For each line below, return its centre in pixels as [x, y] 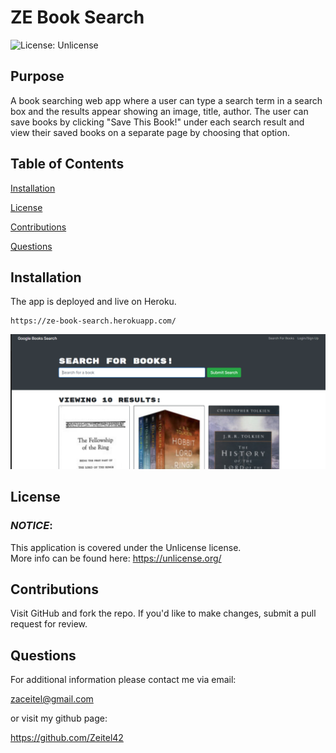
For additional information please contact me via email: [123, 680]
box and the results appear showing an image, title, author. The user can [159, 111]
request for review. [49, 624]
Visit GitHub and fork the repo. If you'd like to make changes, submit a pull [163, 613]
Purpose [37, 76]
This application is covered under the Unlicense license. [126, 547]
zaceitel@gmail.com [52, 699]
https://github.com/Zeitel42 [67, 738]
